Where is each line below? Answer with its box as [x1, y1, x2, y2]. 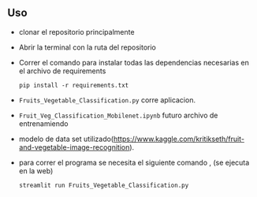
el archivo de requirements [18, 66, 106, 76]
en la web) [18, 165, 54, 176]
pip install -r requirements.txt [18, 81, 129, 89]
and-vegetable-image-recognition [18, 142, 130, 152]
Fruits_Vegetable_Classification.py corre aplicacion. [18, 95, 196, 105]
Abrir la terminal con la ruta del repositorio [18, 43, 157, 52]
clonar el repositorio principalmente [18, 27, 135, 36]
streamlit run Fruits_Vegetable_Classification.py [18, 181, 189, 189]
